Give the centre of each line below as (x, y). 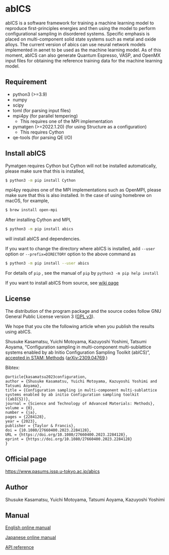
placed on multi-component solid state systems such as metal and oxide (81, 39)
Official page (26, 459)
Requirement (26, 82)
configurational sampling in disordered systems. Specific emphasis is (78, 34)
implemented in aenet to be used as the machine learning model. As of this (83, 50)
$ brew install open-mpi (31, 210)
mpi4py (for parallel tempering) (45, 116)
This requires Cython (42, 132)
